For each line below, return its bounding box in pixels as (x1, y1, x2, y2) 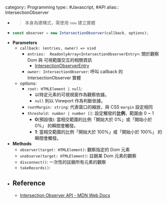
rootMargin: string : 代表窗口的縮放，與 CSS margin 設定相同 (27, 104, 153, 110)
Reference (12, 179, 46, 188)
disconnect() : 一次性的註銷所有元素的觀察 (19, 159, 106, 165)
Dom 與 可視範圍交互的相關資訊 (27, 57, 92, 63)
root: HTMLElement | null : (27, 86, 83, 92)
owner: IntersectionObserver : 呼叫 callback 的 (27, 68, 123, 74)
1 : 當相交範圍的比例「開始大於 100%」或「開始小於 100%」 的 (34, 129, 163, 135)
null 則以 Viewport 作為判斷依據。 (34, 98, 106, 103)
